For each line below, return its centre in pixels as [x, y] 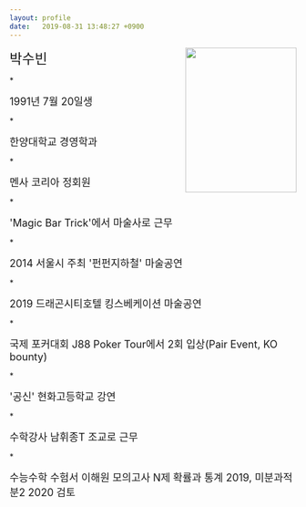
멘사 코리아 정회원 [50, 182]
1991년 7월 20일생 [51, 101]
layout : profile [40, 18]
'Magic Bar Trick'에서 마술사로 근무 [91, 222]
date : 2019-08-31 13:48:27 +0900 [77, 26]
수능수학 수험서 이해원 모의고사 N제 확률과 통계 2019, [131, 477]
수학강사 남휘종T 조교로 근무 [74, 437]
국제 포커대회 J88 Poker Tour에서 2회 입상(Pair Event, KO [143, 344]
